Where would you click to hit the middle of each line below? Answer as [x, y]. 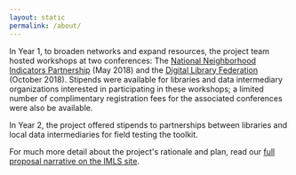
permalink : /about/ [45, 26]
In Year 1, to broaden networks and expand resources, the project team [139, 51]
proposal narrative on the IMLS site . [75, 161]
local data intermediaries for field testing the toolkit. [104, 134]
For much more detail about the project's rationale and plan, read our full [142, 151]
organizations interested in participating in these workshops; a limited [136, 89]
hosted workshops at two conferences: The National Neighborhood [132, 60]
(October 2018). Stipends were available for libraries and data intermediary [146, 79]
